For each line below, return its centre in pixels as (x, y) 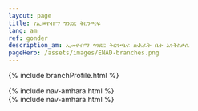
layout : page (30, 16)
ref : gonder (28, 38)
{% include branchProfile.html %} (64, 75)
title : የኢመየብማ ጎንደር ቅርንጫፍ (55, 23)
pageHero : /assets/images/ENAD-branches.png (84, 53)
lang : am (23, 30)
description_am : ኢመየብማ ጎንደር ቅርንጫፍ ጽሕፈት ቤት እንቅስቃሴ (99, 46)
